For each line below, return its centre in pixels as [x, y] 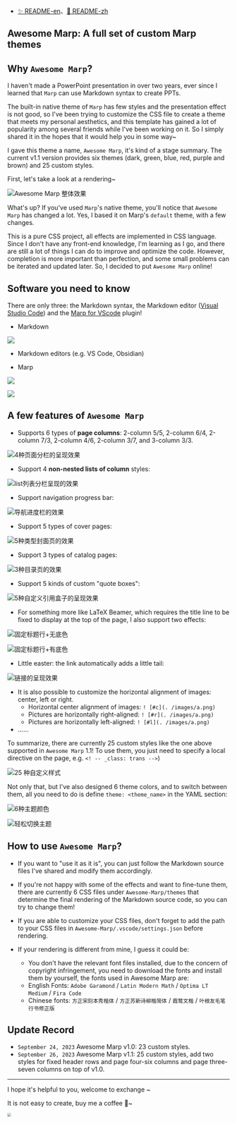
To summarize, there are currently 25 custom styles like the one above [110, 743]
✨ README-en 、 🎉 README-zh [63, 11]
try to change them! [46, 907]
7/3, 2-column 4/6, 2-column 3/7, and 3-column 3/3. [117, 440]
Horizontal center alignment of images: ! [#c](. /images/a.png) [122, 707]
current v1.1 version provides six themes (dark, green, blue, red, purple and [116, 158]
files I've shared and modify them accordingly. [85, 871]
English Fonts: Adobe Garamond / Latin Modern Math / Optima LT [118, 985]
